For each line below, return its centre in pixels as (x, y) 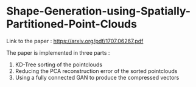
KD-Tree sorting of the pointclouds (58, 64)
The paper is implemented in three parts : (58, 52)
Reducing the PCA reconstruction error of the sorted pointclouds (96, 71)
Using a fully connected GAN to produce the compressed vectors (97, 77)
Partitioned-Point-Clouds (72, 24)
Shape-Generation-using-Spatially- (98, 11)
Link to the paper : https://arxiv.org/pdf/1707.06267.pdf (75, 41)
